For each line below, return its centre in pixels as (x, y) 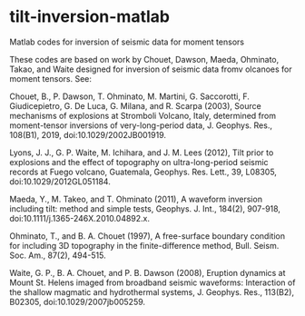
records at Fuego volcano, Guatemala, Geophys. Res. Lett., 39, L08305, (143, 172)
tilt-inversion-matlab (90, 17)
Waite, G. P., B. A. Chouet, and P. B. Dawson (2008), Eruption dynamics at (148, 272)
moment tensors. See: (51, 78)
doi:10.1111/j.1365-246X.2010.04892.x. (80, 218)
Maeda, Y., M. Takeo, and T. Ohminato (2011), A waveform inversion (136, 199)
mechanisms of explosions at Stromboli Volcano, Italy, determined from (143, 115)
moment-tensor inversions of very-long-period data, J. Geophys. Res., (141, 125)
